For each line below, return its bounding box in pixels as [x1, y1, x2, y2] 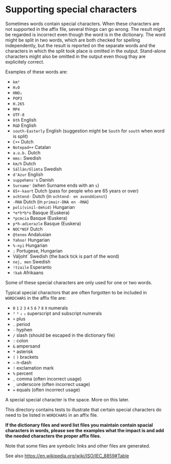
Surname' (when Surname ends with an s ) [12, 182, 100, 188]
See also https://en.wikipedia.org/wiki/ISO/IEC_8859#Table [5, 453, 129, 459]
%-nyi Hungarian [12, 242, 47, 248]
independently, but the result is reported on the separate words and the [5, 42, 156, 48]
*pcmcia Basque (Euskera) [12, 215, 68, 221]
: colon [12, 337, 29, 343]
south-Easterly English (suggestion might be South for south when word [12, 127, 165, 134]
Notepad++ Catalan [12, 144, 51, 150]
